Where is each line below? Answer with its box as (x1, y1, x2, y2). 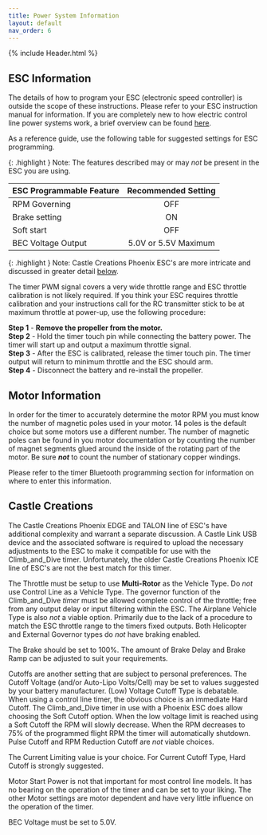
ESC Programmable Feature (12, 185, 120, 197)
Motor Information (8, 388, 101, 402)
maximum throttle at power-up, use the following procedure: (8, 308, 206, 317)
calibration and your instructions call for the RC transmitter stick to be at (8, 299, 245, 308)
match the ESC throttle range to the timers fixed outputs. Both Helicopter (8, 621, 247, 630)
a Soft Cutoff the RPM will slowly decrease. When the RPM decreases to (8, 720, 245, 730)
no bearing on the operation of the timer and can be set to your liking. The (8, 785, 252, 794)
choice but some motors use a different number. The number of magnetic (8, 427, 249, 436)
